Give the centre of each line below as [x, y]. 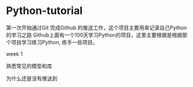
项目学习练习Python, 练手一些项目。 [54, 42]
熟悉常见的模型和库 [29, 66]
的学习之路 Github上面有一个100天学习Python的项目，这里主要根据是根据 [94, 35]
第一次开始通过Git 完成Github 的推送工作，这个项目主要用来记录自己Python [96, 27]
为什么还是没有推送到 [32, 78]
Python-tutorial [44, 11]
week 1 [14, 54]
